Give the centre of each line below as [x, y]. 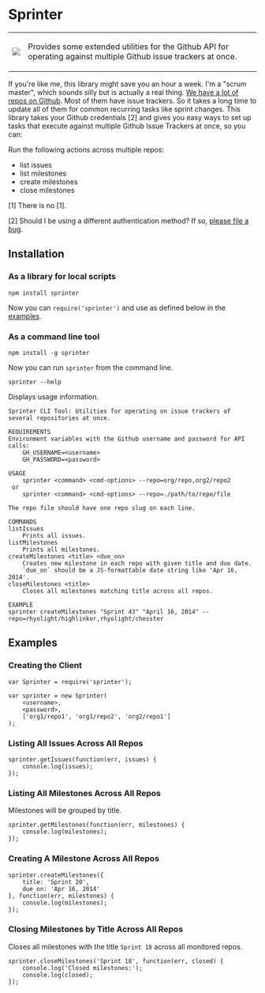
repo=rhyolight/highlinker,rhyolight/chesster [86, 618]
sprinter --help [35, 382]
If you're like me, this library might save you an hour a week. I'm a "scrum [127, 84]
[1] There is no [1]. [37, 205]
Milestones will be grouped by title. [65, 810]
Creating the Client [45, 666]
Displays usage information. [54, 396]
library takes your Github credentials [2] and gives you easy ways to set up [130, 117]
